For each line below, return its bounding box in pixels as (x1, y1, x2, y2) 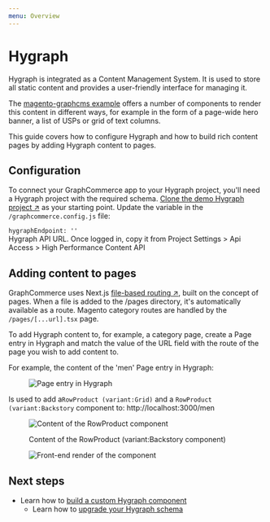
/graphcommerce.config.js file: (8, 211, 111, 221)
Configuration (8, 164, 81, 178)
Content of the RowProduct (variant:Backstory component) (28, 435, 226, 445)
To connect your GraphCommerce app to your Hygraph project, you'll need (8, 185, 260, 195)
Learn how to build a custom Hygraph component (20, 496, 187, 505)
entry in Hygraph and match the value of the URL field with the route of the (8, 339, 259, 349)
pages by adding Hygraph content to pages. (8, 140, 157, 150)
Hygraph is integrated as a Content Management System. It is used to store (8, 74, 261, 84)
